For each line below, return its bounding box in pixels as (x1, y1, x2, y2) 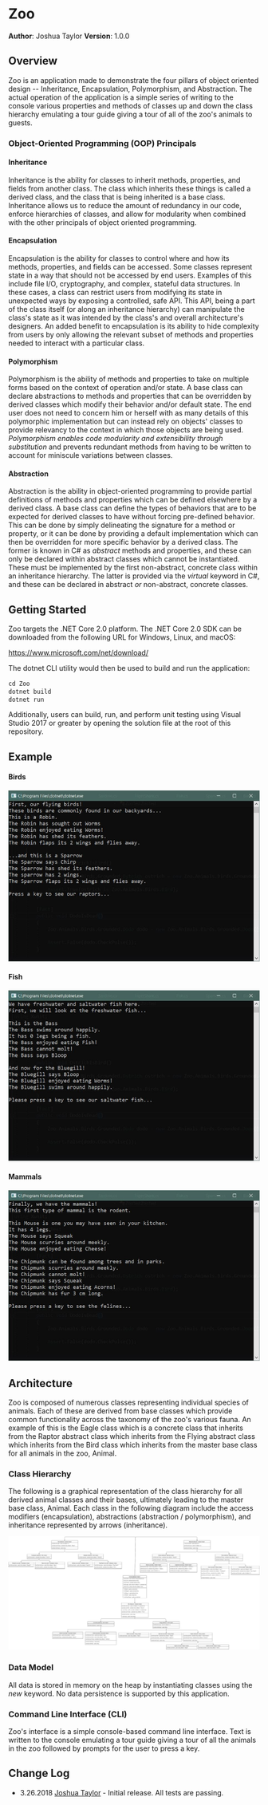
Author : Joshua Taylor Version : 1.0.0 (8, 31, 130, 41)
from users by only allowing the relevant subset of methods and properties (8, 330, 254, 340)
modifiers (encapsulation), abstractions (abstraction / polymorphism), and (8, 1512, 251, 1522)
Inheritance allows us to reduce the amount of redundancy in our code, (8, 200, 242, 210)
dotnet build (8, 688, 52, 696)
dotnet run (8, 696, 45, 704)
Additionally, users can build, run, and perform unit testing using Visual (8, 710, 242, 719)
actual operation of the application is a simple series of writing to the (8, 93, 234, 102)
